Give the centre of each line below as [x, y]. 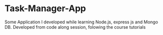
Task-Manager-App [45, 9]
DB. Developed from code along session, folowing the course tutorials [75, 27]
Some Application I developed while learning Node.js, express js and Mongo [81, 22]
